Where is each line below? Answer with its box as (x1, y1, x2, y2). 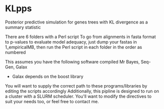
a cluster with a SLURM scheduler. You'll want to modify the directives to (5, 93, 152, 99)
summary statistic (5, 24, 41, 30)
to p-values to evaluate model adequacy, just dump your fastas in (5, 39, 137, 44)
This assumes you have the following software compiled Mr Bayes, (5, 59, 140, 65)
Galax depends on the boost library (12, 73, 84, 79)
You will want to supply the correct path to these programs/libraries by (5, 83, 148, 88)
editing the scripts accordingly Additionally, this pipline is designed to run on (5, 88, 159, 94)
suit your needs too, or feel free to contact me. (5, 98, 99, 104)
